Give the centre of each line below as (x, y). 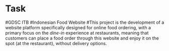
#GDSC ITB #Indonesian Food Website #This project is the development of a (85, 22)
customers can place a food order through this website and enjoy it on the (82, 38)
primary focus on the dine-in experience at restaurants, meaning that (77, 33)
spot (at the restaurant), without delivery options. (56, 43)
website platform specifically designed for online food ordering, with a (78, 27)
